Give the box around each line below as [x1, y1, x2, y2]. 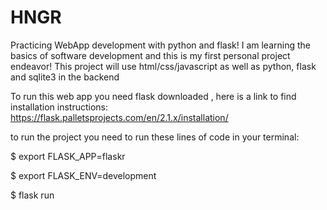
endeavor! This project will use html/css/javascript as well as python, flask [10, 60, 317, 72]
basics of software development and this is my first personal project [10, 49, 291, 61]
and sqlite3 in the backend [10, 71, 120, 83]
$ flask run [10, 189, 55, 201]
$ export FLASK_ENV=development [10, 169, 157, 181]
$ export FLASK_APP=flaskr [10, 150, 126, 162]
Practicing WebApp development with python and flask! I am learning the [10, 39, 311, 51]
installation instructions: [10, 101, 109, 113]
